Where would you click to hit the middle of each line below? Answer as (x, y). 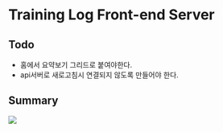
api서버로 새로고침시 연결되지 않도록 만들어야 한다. (99, 75)
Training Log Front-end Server (111, 15)
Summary (33, 101)
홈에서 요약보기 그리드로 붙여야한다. (76, 65)
